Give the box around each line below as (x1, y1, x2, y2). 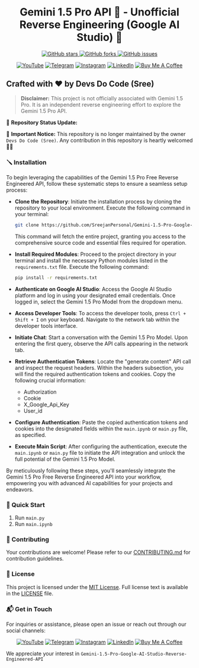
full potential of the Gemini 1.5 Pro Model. (14, 455, 115, 463)
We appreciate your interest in (6, 650, 80, 657)
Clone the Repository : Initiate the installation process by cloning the (14, 198, 182, 205)
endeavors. (6, 486, 34, 493)
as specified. (14, 431, 46, 438)
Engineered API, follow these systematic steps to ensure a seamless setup (6, 181, 188, 188)
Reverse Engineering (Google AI (19, 18, 180, 31)
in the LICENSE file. (6, 590, 53, 597)
